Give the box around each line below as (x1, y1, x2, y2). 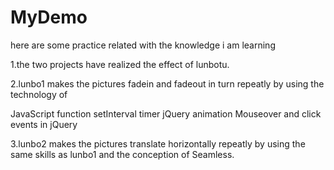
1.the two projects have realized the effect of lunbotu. (10, 58, 230, 70)
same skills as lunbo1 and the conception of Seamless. (10, 148, 235, 160)
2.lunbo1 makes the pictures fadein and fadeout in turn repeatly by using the (10, 77, 325, 90)
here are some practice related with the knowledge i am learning (10, 39, 276, 51)
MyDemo (10, 6, 88, 29)
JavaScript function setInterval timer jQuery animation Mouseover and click (10, 107, 322, 120)
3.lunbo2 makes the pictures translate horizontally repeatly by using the (10, 137, 306, 150)
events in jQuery (10, 118, 78, 130)
